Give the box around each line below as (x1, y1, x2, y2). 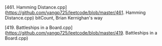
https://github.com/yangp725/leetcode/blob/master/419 (6, 30, 123, 35)
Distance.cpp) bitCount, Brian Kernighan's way (5, 15, 103, 20)
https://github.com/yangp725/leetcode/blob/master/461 (6, 9, 123, 15)
